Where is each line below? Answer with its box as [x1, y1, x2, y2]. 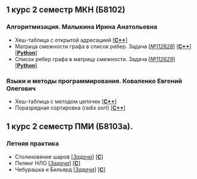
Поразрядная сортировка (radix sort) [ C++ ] [14, 104, 126, 111]
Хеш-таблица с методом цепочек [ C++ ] [14, 98, 117, 105]
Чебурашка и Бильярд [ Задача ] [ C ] [14, 166, 106, 173]
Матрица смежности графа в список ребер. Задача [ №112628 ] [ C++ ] [14, 43, 192, 50]
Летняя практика [6, 139, 59, 148]
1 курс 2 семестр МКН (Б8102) [6, 5, 125, 15]
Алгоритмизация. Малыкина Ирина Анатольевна [6, 23, 158, 31]
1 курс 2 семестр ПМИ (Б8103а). [6, 122, 133, 132]
